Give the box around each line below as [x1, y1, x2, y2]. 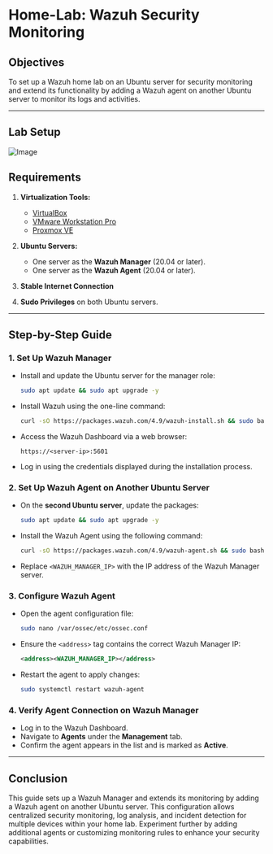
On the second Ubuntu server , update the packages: [19, 500, 199, 510]
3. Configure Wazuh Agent [8, 590, 116, 602]
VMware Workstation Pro [32, 216, 116, 226]
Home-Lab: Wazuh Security [8, 6, 201, 24]
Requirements [8, 171, 81, 185]
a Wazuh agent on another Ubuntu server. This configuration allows [8, 802, 235, 812]
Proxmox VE [32, 225, 74, 235]
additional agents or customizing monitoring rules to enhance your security [8, 828, 260, 838]
